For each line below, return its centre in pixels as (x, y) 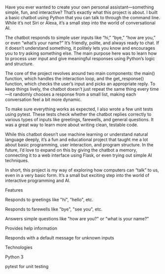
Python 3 (14, 257)
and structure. (19, 64)
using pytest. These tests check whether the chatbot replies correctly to (78, 114)
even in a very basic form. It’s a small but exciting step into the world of (77, 175)
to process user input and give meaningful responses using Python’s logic (80, 58)
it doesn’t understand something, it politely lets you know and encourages (80, 48)
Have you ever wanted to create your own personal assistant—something (80, 7)
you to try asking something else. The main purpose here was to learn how (81, 53)
